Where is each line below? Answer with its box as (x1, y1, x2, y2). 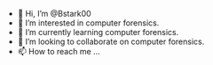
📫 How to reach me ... (17, 47, 100, 56)
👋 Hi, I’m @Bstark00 (17, 9, 91, 18)
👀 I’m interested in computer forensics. (17, 18, 160, 28)
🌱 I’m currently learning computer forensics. (17, 27, 179, 37)
